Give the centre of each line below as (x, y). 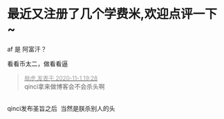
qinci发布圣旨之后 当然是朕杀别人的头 (61, 108)
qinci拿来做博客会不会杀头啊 (64, 86)
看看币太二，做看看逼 (37, 63)
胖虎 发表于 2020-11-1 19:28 (61, 78)
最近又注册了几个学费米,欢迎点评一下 (112, 14)
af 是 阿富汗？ (27, 49)
